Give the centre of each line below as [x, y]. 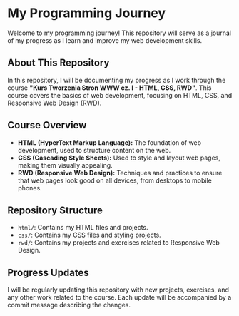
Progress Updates [48, 272]
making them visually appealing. [65, 165]
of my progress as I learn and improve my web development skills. [105, 40]
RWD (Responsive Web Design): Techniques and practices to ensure [120, 173]
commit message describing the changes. [69, 305]
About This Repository [59, 63]
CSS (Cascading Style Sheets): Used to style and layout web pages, [119, 158]
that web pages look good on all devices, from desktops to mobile [115, 180]
